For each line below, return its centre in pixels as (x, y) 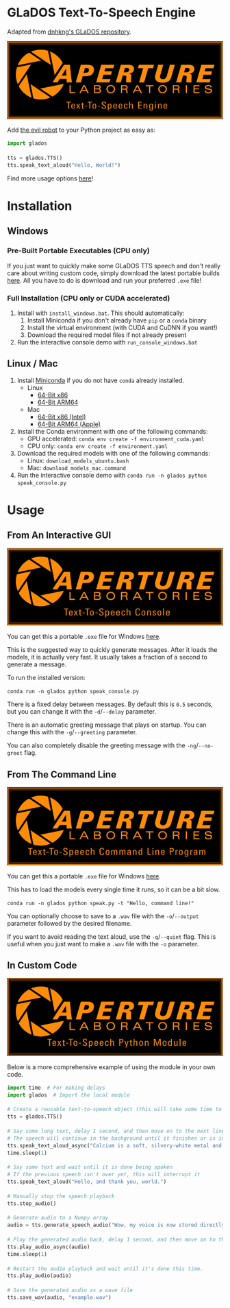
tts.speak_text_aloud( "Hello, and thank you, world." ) (87, 1182)
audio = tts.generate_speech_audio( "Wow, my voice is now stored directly (116, 1225)
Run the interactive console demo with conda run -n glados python (112, 475)
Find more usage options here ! (50, 178)
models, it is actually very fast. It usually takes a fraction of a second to (107, 657)
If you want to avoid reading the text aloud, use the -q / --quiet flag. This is (112, 936)
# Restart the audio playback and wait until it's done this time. (105, 1269)
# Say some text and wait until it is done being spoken (90, 1167)
